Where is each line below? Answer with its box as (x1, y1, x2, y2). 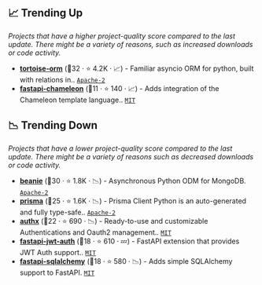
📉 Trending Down (8, 119, 98, 132)
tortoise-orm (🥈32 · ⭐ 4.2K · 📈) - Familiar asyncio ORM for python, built (19, 64, 254, 73)
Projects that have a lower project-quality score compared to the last (8, 144, 233, 153)
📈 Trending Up (8, 6, 83, 20)
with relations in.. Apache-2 (19, 75, 105, 84)
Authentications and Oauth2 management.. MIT (19, 227, 172, 237)
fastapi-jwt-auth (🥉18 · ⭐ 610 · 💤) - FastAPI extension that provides (19, 236, 240, 246)
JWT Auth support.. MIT (19, 247, 97, 257)
